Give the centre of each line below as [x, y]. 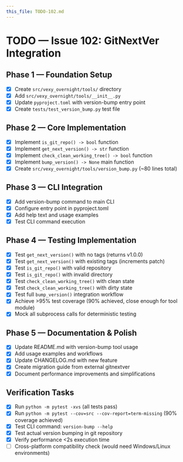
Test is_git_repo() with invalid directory [64, 275]
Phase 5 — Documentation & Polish [72, 333]
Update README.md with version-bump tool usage [76, 347]
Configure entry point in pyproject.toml [62, 208]
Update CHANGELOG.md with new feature [66, 360]
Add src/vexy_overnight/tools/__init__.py [68, 95]
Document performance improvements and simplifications [85, 374]
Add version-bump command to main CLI [65, 201]
